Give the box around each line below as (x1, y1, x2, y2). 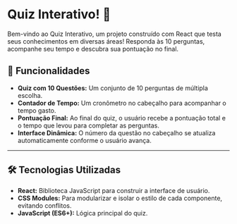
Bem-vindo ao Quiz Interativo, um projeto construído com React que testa (7, 30, 222, 38)
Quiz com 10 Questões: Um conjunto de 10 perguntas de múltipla (17, 84, 208, 92)
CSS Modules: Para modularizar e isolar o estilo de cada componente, (17, 194, 223, 202)
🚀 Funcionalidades (7, 65, 90, 77)
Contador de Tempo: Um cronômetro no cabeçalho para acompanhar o (17, 99, 227, 107)
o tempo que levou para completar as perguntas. (17, 121, 160, 130)
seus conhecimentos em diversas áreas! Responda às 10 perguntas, (7, 37, 205, 45)
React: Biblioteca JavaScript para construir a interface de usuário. (17, 186, 210, 194)
